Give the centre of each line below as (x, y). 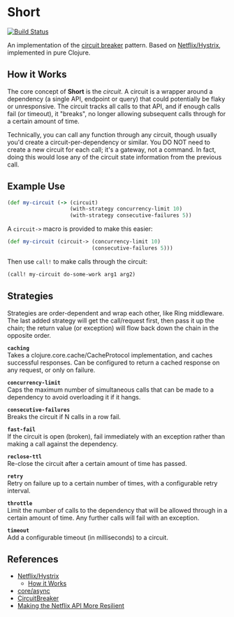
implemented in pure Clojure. (49, 52)
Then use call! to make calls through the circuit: (78, 261)
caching (19, 348)
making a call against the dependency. (63, 444)
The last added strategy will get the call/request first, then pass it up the (111, 320)
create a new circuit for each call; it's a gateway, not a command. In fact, (112, 149)
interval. (19, 490)
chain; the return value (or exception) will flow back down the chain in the (113, 328)
